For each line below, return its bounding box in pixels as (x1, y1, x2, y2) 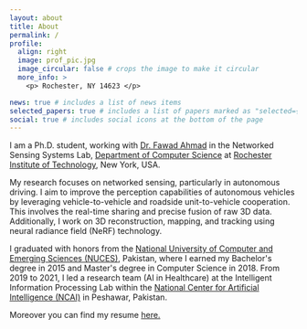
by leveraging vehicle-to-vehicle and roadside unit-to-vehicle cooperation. (9, 196, 291, 207)
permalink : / (9, 30, 59, 39)
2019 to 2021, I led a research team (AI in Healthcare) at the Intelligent (9, 272, 272, 283)
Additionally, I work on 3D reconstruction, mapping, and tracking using (9, 216, 276, 227)
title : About (9, 22, 59, 31)
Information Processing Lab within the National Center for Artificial (9, 282, 259, 293)
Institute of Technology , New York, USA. (9, 159, 161, 170)
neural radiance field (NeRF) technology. (9, 226, 163, 237)
